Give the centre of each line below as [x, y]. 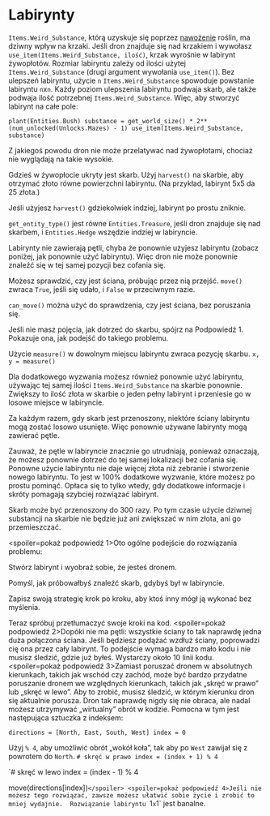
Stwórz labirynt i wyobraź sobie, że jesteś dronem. [93, 567]
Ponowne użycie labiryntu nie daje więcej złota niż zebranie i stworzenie [129, 468]
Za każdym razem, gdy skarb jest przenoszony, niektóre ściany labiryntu [129, 418]
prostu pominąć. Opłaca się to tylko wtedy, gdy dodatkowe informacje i [127, 485]
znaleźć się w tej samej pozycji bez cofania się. [87, 264]
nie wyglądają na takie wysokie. [61, 159]
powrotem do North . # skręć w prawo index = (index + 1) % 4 [113, 756]
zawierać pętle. [34, 435]
